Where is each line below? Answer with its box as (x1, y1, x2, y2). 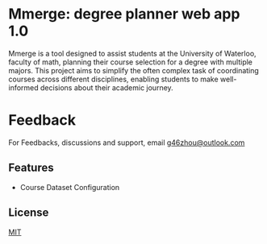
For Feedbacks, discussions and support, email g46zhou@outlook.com (8, 138, 245, 147)
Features (8, 161, 54, 175)
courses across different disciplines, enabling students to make (8, 74, 219, 84)
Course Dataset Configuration (19, 182, 120, 192)
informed (8, 82, 39, 93)
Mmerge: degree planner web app (8, 5, 240, 23)
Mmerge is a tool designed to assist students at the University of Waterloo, (8, 48, 257, 58)
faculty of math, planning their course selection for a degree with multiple (8, 57, 252, 67)
